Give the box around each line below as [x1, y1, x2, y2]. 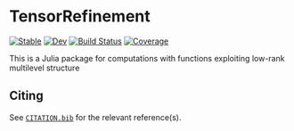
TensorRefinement [9, 6, 151, 27]
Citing [9, 88, 44, 103]
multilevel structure [9, 62, 80, 73]
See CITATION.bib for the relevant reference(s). [9, 111, 182, 122]
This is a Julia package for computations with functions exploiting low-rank [9, 53, 285, 63]
